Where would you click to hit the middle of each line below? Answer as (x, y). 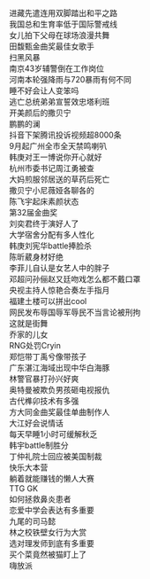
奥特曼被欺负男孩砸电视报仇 (60, 390)
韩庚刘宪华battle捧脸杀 (51, 246)
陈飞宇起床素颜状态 (44, 201)
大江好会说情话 (36, 423)
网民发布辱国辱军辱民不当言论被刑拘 (75, 312)
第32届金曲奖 (34, 212)
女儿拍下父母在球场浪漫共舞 (60, 35)
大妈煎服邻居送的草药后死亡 (60, 179)
